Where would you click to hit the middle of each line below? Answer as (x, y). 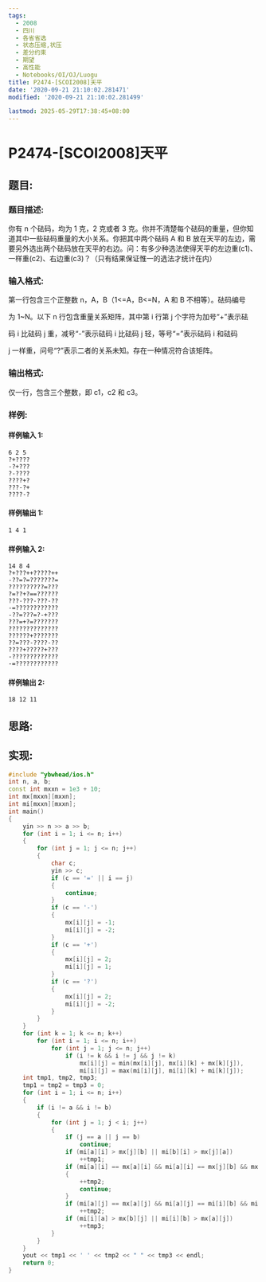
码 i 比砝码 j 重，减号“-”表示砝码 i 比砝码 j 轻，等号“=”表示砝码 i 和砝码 (123, 334)
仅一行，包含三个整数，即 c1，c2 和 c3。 (75, 392)
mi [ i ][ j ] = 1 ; (88, 967)
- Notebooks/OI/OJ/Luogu (57, 75)
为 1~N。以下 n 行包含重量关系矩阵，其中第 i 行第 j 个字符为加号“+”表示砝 (128, 317)
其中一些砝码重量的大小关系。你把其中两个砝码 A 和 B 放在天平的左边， (132, 238)
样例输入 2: (27, 549)
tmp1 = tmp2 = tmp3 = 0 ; (64, 1085)
